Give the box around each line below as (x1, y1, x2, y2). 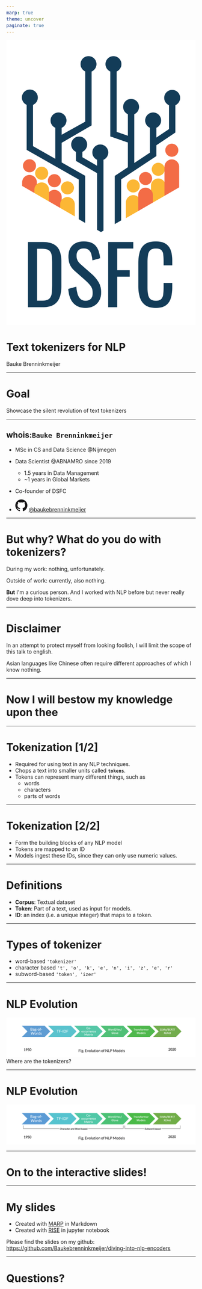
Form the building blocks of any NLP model (14, 839, 122, 846)
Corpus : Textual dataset (14, 898, 75, 906)
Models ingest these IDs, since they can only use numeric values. (14, 852, 177, 859)
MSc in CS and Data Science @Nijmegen (14, 446, 117, 453)
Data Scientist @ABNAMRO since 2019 (14, 457, 111, 465)
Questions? (6, 1272, 65, 1285)
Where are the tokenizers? (6, 1058, 72, 1065)
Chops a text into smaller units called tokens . (14, 767, 126, 774)
